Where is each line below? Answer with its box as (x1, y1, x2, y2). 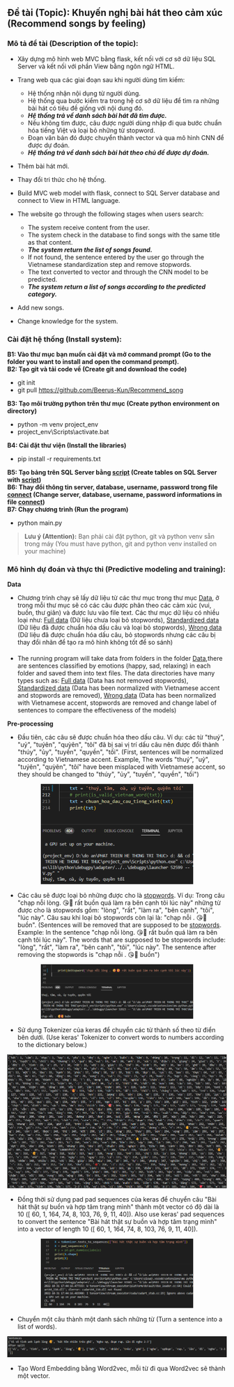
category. (27, 290, 57, 298)
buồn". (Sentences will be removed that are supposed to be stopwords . (17, 921, 221, 929)
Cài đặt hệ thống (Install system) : (7, 334, 122, 344)
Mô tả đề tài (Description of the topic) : (7, 39, 139, 49)
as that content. (27, 238, 73, 246)
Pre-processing (7, 719, 54, 728)
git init (17, 378, 36, 387)
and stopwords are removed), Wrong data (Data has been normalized (17, 691, 217, 699)
